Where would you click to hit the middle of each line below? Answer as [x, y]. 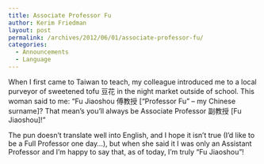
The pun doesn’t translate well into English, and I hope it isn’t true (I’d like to [132, 135]
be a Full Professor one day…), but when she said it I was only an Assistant [130, 143]
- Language [33, 60]
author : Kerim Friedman [48, 23]
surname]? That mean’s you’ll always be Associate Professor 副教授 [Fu [125, 110]
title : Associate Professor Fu [60, 15]
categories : [28, 45]
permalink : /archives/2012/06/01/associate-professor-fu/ [106, 37]
